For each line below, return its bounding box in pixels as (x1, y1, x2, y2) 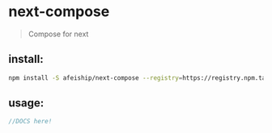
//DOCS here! (8, 118, 53, 126)
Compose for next (28, 29, 89, 39)
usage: (8, 96, 45, 110)
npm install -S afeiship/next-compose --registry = (8, 73, 183, 82)
